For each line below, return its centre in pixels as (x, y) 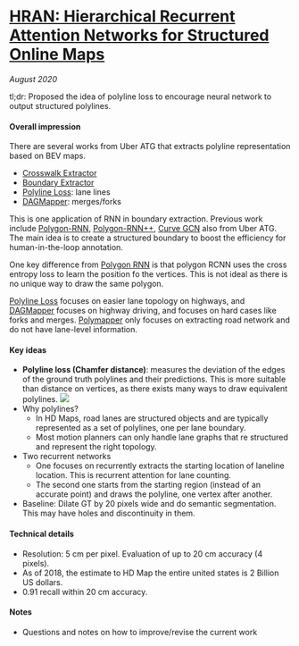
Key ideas (28, 349)
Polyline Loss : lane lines (66, 192)
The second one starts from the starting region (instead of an (148, 485)
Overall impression (45, 126)
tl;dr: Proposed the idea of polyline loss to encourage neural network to (141, 96)
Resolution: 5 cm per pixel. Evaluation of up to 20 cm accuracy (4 (142, 554)
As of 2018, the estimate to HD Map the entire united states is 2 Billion (150, 573)
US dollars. (42, 582)
